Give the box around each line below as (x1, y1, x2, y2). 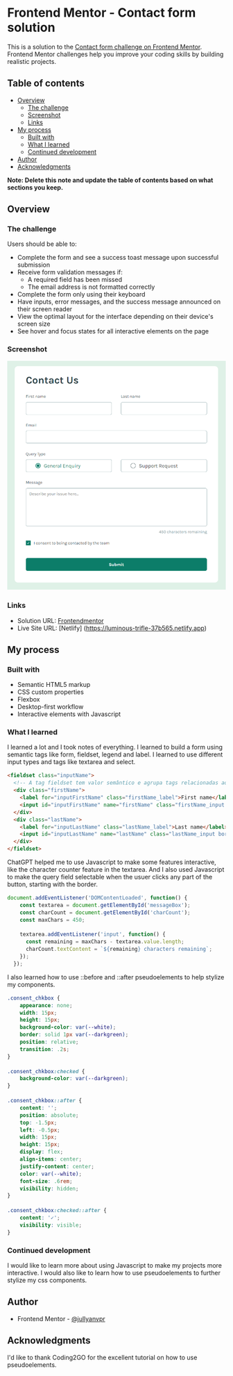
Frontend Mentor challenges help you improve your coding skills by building (7, 50, 224, 58)
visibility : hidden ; (19, 1185, 79, 1192)
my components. (7, 980, 55, 988)
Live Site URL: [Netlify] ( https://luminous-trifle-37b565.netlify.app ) (17, 624, 207, 632)
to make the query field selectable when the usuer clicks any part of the (7, 873, 213, 881)
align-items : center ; (19, 1156, 82, 1163)
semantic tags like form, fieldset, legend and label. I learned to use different (7, 750, 223, 759)
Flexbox (17, 695, 40, 704)
